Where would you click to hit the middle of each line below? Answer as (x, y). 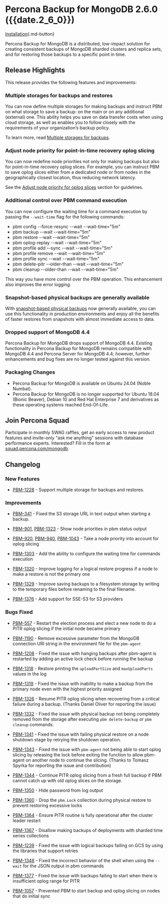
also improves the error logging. (38, 284)
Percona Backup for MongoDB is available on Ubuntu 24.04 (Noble (81, 383)
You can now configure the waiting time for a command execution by (76, 211)
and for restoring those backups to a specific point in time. (66, 54)
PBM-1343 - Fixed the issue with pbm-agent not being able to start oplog (87, 749)
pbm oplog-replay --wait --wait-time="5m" (57, 242)
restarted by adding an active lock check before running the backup (83, 659)
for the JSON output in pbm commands (63, 866)
